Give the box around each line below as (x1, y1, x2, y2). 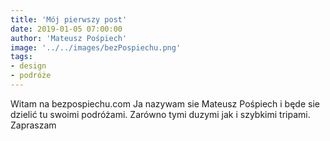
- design (10, 61, 47, 71)
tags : (10, 52, 33, 62)
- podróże (10, 71, 52, 81)
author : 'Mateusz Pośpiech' (10, 33, 128, 43)
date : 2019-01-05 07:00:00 (10, 24, 123, 34)
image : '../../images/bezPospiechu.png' (10, 42, 182, 53)
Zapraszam (10, 119, 57, 131)
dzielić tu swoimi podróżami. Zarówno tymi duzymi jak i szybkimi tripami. (10, 108, 311, 120)
